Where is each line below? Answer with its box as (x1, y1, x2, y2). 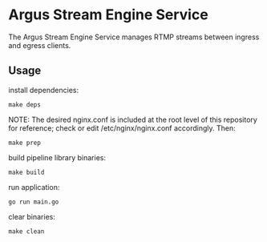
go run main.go (8, 198, 59, 206)
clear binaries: (8, 212, 56, 221)
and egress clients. (8, 40, 71, 50)
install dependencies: (8, 85, 79, 95)
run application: (8, 182, 60, 192)
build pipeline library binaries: (8, 152, 107, 162)
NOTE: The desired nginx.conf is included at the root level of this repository (8, 115, 258, 124)
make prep (8, 139, 42, 147)
